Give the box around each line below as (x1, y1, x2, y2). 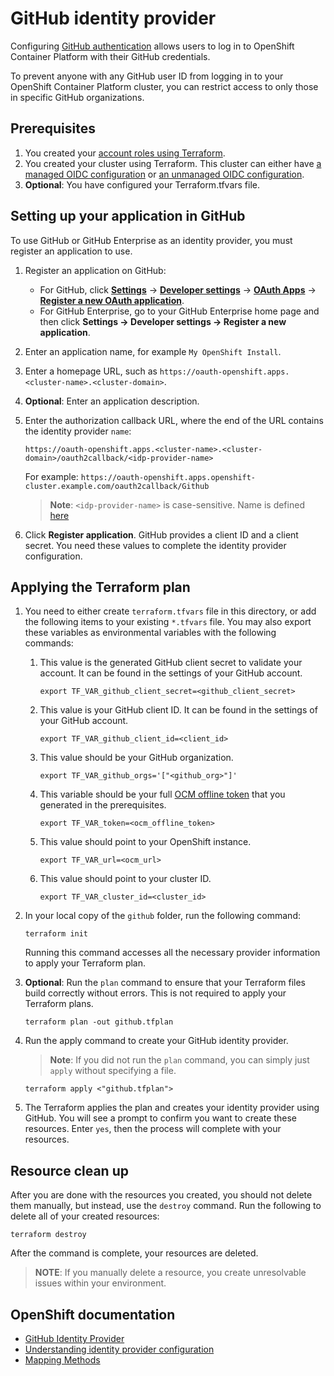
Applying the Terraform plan (10, 578, 191, 596)
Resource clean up (10, 1162, 129, 1179)
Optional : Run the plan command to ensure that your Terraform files (24, 977, 306, 989)
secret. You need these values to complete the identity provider (24, 539, 287, 551)
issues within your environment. (34, 1277, 167, 1289)
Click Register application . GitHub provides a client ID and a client (24, 528, 299, 541)
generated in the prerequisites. (39, 799, 167, 811)
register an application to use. (10, 245, 133, 257)
